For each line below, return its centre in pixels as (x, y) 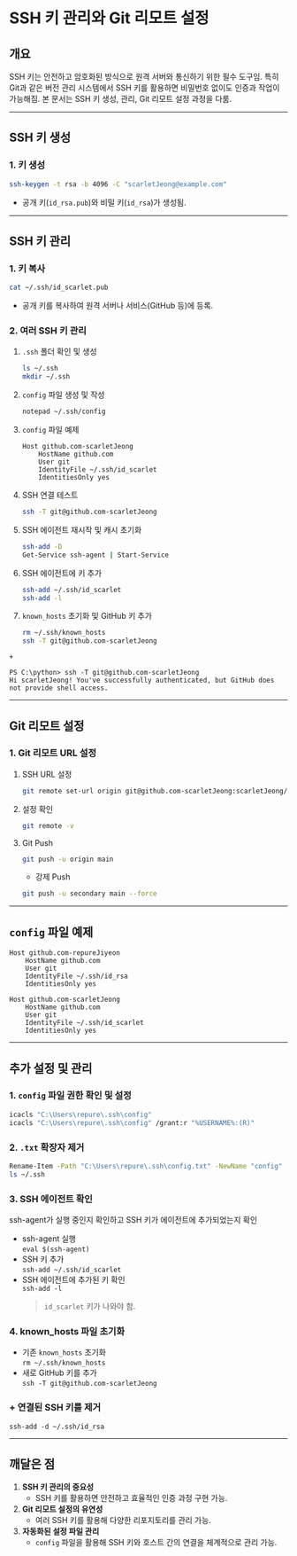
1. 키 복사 (27, 269)
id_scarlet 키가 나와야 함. (90, 1306)
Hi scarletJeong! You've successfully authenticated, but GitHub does (142, 680)
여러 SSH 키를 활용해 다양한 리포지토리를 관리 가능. (123, 1521)
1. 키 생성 (27, 165)
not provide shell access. (59, 688)
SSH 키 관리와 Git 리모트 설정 (109, 18)
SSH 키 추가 (43, 1259)
